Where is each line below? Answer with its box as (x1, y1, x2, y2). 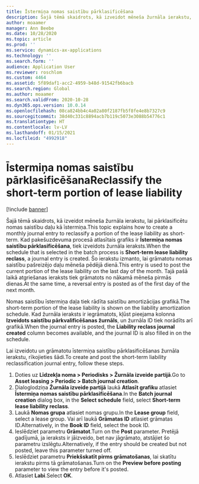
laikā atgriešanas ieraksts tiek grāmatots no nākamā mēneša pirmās (6, 274, 172, 281)
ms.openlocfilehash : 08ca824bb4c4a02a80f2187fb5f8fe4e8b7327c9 (6, 108, 166, 114)
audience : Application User (6, 63, 76, 70)
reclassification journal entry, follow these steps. (6, 360, 124, 367)
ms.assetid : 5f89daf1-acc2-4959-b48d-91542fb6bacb (6, 81, 134, 86)
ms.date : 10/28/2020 (6, 31, 57, 37)
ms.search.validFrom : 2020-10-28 (6, 97, 89, 102)
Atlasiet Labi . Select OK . (14, 472, 73, 479)
